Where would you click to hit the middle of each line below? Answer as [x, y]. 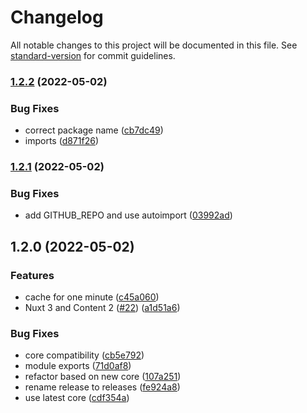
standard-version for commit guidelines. [93, 55]
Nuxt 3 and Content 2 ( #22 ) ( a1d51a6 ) [102, 308]
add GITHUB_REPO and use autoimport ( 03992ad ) [128, 215]
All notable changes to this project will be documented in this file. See [154, 45]
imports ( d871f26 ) [62, 141]
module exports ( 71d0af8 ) [78, 366]
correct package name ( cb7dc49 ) [94, 130]
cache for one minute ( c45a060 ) [92, 297]
